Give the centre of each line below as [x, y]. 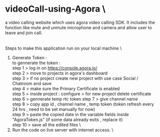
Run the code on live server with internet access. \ [63, 130]
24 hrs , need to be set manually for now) [54, 109]
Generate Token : [30, 57]
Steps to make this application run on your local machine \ [63, 48]
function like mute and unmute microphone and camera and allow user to [79, 27]
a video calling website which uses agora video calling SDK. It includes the [80, 22]
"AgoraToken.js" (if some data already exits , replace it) [67, 120]
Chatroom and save [32, 83]
